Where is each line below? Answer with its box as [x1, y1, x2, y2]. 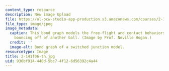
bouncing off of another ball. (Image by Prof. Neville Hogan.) [14, 35, 152, 40]
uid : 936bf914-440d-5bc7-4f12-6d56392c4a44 [5, 58, 98, 63]
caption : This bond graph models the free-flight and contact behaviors [10, 30, 165, 35]
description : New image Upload [5, 12, 71, 17]
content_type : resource [5, 7, 55, 12]
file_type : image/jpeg [5, 21, 53, 26]
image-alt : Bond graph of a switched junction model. [10, 44, 125, 49]
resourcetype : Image [5, 49, 49, 54]
